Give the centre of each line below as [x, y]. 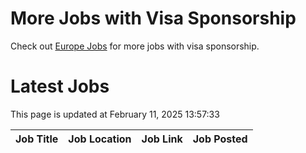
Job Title [37, 139]
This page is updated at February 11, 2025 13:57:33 [115, 114]
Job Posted [220, 139]
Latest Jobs [60, 86]
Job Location [100, 139]
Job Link [162, 139]
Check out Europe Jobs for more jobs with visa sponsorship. [135, 46]
